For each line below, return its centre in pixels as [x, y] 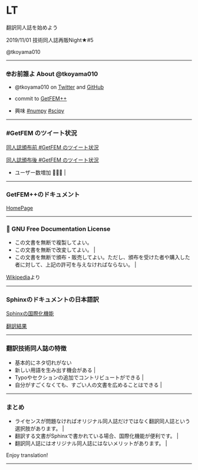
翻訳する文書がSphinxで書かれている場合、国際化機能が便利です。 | [96, 436]
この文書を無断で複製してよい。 [53, 243]
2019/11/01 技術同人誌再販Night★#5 [50, 40]
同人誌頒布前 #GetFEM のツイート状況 [52, 147]
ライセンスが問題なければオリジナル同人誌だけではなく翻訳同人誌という [102, 421]
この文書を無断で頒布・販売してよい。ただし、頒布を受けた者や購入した [102, 257]
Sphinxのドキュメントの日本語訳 [52, 300]
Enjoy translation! [27, 455]
